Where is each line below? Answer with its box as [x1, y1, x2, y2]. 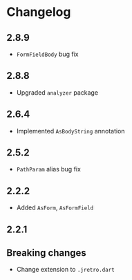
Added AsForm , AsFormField [16, 203, 94, 212]
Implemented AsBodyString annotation [16, 127, 125, 135]
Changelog [6, 4, 71, 20]
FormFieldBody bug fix [16, 50, 79, 58]
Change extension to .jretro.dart [16, 265, 115, 274]
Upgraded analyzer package [16, 88, 98, 97]
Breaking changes [6, 247, 87, 259]
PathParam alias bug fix [16, 165, 81, 174]
